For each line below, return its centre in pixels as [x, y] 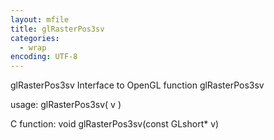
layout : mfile [40, 19]
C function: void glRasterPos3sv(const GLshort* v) [115, 124]
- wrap [33, 47]
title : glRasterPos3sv [57, 29]
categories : [35, 38]
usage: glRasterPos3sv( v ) [66, 105]
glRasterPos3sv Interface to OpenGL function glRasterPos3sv [137, 85]
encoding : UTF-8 [44, 57]
